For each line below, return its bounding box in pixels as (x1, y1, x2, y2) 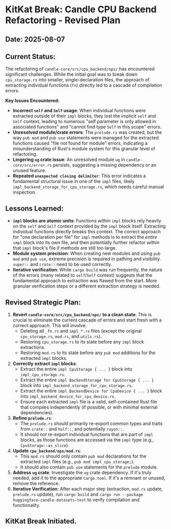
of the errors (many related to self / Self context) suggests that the (12, 272, 153, 278)
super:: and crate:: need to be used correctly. (12, 261, 112, 268)
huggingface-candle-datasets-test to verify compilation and (12, 497, 140, 503)
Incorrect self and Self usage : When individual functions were (12, 108, 146, 114)
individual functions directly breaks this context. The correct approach (12, 229, 161, 235)
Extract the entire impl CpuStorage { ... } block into (20, 366, 133, 372)
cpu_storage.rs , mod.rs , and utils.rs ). (20, 333, 102, 339)
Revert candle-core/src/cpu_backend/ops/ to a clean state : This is (12, 312, 152, 318)
